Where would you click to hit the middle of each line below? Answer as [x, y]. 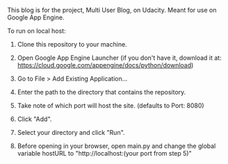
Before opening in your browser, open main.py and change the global [116, 146]
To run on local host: [36, 31]
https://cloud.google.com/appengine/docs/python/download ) [105, 65]
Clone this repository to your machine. [72, 44]
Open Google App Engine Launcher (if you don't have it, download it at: [119, 58]
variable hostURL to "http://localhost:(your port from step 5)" [105, 153]
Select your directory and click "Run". [71, 132]
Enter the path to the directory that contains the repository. [101, 92]
